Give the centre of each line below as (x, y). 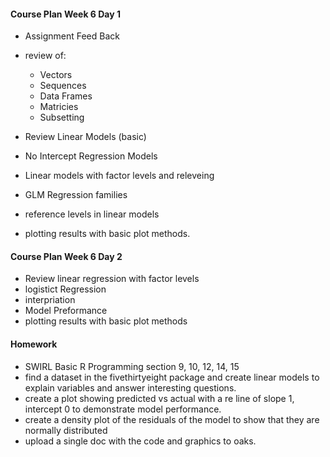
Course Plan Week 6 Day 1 (66, 14)
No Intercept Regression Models (91, 156)
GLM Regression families (76, 195)
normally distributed (66, 430)
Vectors (56, 75)
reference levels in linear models (92, 214)
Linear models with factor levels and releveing (119, 176)
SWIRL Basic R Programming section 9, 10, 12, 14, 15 (132, 366)
